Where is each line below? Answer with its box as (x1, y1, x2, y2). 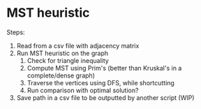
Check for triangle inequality (27, 56, 109, 64)
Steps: (6, 28, 25, 36)
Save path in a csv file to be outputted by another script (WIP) (16, 93, 195, 102)
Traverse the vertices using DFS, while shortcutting (27, 78, 175, 87)
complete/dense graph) (27, 71, 96, 80)
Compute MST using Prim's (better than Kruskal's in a (27, 64, 182, 72)
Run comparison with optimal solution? (27, 86, 139, 94)
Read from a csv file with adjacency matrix (16, 41, 140, 50)
